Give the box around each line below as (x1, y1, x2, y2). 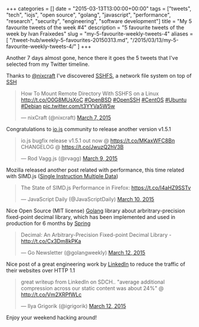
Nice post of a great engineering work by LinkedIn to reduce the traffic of (6, 261, 185, 268)
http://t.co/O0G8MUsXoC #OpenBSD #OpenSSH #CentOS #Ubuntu (20, 96, 187, 103)
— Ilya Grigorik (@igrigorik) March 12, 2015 (20, 303, 127, 309)
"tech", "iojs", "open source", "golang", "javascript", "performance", (6, 11, 171, 18)
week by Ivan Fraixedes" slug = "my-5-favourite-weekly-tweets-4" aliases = (6, 30, 194, 37)
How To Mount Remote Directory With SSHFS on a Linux (20, 90, 159, 97)
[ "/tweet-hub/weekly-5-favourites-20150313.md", (6, 37, 129, 43)
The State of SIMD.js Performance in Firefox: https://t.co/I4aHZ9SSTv (20, 184, 191, 191)
